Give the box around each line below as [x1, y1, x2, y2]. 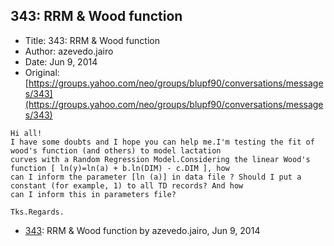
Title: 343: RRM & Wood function [24, 34, 160, 46]
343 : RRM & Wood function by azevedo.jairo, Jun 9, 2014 [24, 224, 261, 236]
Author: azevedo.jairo [24, 45, 114, 57]
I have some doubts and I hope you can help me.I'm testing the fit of [10, 137, 315, 147]
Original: [24, 66, 60, 78]
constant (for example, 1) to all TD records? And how [10, 180, 244, 191]
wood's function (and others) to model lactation [10, 145, 222, 156]
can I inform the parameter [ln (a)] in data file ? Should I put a [10, 172, 302, 182]
